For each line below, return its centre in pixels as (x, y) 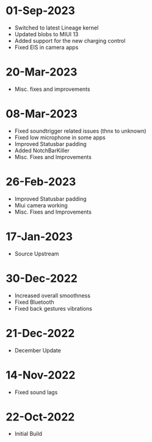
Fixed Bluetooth (34, 302)
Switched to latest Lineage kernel (56, 28)
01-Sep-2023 (41, 11)
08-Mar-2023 (42, 114)
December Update (38, 350)
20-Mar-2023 (42, 72)
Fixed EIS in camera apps (46, 47)
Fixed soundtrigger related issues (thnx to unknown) (81, 131)
